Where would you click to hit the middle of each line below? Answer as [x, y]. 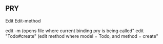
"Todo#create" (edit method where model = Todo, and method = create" [82, 36]
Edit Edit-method [23, 20]
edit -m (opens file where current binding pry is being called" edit [74, 31]
